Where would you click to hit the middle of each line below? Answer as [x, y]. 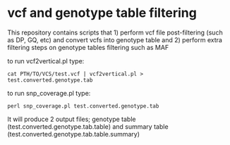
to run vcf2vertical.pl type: [46, 61]
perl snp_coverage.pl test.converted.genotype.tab [83, 106]
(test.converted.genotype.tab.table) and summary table [88, 126]
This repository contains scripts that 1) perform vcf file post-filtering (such [115, 32]
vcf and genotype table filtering [102, 13]
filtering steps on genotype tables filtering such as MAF [88, 47]
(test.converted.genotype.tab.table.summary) [73, 134]
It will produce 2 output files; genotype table [72, 119]
